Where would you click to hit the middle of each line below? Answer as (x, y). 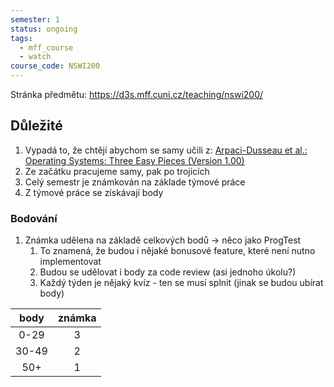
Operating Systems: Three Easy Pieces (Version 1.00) (134, 160)
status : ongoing (44, 29)
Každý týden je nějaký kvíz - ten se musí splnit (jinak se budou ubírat (181, 283)
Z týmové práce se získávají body (94, 192)
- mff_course (46, 47)
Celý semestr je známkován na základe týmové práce (135, 182)
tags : (21, 38)
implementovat (70, 262)
